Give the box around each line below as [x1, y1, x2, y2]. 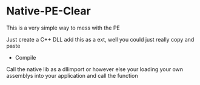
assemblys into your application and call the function [6, 72, 138, 79]
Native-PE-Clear [6, 4, 91, 18]
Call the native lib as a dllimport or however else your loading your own [6, 65, 184, 73]
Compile [15, 54, 36, 61]
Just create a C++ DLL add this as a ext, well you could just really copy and [6, 36, 195, 43]
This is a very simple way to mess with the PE [6, 24, 120, 31]
